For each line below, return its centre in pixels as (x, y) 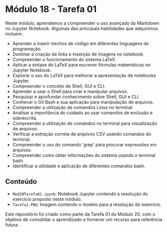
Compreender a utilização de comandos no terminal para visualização (85, 123)
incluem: (14, 34)
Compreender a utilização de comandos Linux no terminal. (73, 107)
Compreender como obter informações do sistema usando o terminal (84, 155)
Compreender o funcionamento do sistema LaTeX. (64, 59)
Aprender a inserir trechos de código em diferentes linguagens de (80, 43)
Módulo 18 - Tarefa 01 (51, 9)
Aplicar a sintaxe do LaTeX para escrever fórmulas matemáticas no (81, 65)
